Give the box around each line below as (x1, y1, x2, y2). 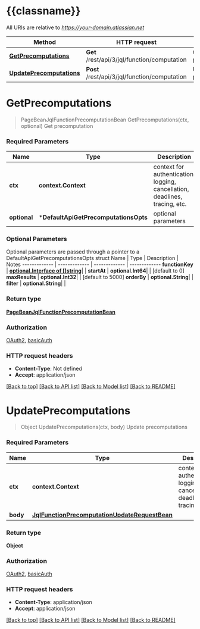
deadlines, (153, 192, 183, 201)
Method (33, 37, 57, 46)
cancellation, (153, 185, 189, 193)
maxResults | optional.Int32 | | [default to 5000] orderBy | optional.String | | (6, 274, 194, 281)
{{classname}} (6, 4, 81, 18)
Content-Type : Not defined (14, 365, 82, 373)
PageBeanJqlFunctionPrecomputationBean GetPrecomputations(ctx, (20, 116, 189, 123)
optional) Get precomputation (20, 122, 93, 129)
